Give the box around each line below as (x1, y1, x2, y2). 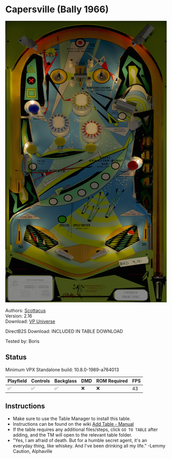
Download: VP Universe (5, 318, 55, 324)
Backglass (54, 378, 77, 384)
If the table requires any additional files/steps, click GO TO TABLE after (12, 426, 158, 432)
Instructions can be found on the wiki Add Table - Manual (12, 421, 134, 427)
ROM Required (96, 378, 128, 384)
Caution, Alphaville (12, 448, 53, 454)
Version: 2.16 (5, 313, 32, 319)
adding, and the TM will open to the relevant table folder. (12, 431, 133, 438)
